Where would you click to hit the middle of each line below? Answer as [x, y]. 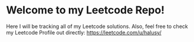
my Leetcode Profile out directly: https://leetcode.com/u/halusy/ [84, 32]
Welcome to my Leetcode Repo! [86, 10]
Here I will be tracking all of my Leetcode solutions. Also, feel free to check [97, 26]
